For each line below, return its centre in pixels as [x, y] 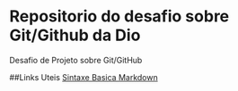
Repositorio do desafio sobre [119, 17]
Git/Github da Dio [75, 35]
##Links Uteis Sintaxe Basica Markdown [84, 77]
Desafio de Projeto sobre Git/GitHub [76, 60]
